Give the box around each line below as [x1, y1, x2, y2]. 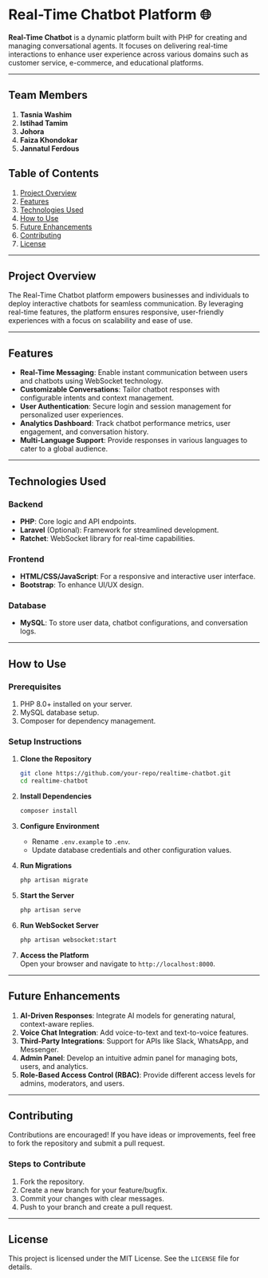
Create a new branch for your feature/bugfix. [19, 1185, 167, 1194]
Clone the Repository [19, 754, 92, 763]
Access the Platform [19, 950, 89, 960]
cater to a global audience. [19, 444, 108, 454]
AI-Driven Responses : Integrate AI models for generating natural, [19, 1011, 236, 1020]
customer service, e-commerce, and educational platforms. [8, 57, 204, 67]
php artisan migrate [19, 876, 89, 885]
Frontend [8, 553, 45, 564]
